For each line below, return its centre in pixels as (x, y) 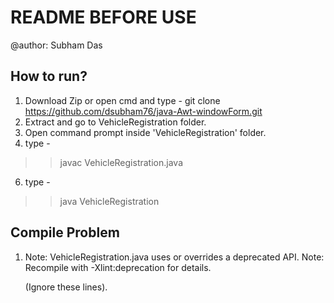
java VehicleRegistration (109, 201)
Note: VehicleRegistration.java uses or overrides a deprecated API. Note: (174, 257)
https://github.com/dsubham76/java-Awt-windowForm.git (143, 111)
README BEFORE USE (103, 17)
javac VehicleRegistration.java (121, 162)
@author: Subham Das (56, 45)
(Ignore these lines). (66, 287)
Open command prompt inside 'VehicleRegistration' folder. (145, 132)
